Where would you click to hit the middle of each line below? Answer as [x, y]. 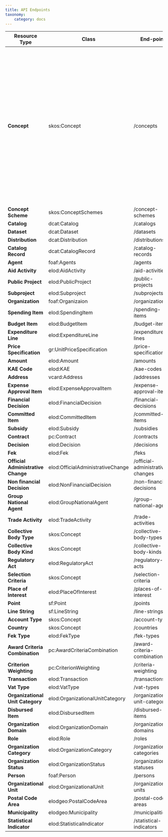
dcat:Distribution [68, 240]
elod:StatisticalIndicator [76, 824]
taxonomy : [15, 15]
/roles [140, 739]
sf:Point [57, 603]
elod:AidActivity [67, 271]
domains [144, 731]
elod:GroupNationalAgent [78, 503]
